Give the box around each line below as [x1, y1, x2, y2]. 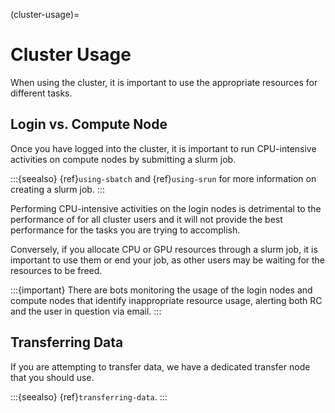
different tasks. [10, 87, 73, 99]
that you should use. [10, 371, 95, 383]
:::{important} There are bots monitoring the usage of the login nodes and [10, 284, 313, 296]
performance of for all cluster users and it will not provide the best [10, 213, 283, 225]
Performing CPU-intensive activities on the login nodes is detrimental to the [10, 202, 322, 214]
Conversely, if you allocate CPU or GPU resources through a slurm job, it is [10, 243, 318, 255]
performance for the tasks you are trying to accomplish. [10, 224, 241, 236]
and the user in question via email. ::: [10, 305, 162, 317]
